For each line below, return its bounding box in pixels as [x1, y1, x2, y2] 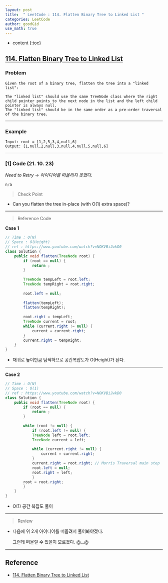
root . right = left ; [31, 470, 72, 475]
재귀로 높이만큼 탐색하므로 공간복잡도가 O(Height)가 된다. [12, 357, 125, 363]
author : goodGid [5, 21, 39, 27]
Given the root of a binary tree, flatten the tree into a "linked [5, 81, 149, 86]
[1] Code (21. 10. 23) [5, 160, 54, 167]
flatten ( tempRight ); [23, 305, 66, 310]
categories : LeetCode [5, 17, 50, 22]
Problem [5, 69, 26, 76]
